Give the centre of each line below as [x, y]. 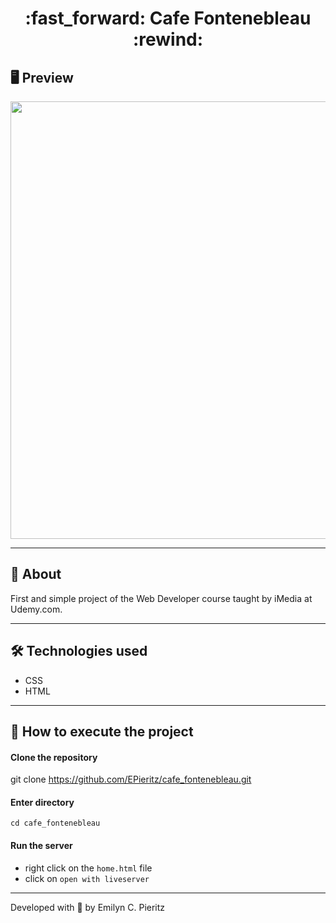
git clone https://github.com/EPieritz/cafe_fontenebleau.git [131, 779]
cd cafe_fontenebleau [55, 823]
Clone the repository [54, 757]
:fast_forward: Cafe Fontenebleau [168, 18]
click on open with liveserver [87, 878]
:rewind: [168, 39]
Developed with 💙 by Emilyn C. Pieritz [88, 907]
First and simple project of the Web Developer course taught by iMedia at [161, 598]
